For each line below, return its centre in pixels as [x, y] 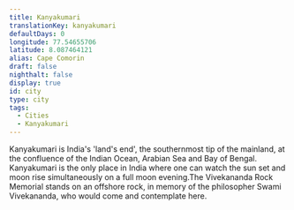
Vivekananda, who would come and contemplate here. [108, 196]
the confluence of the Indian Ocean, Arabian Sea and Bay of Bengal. [133, 158]
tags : [19, 108]
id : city [25, 91]
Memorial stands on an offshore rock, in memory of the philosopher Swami [145, 187]
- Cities [33, 116]
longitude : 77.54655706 [53, 42]
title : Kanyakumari [45, 17]
